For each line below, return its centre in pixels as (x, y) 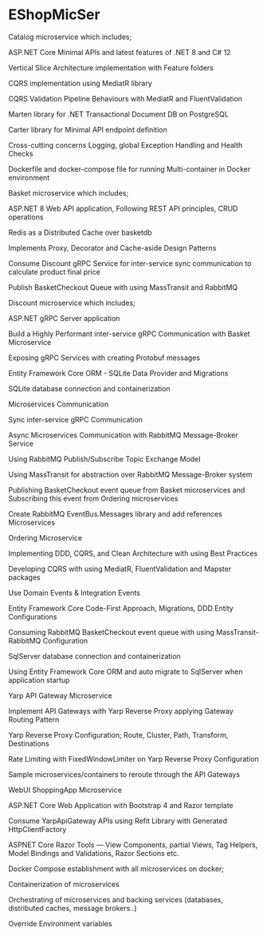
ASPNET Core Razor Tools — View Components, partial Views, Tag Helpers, (133, 845)
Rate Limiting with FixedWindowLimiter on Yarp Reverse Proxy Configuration (133, 759)
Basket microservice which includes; (69, 192)
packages (25, 577)
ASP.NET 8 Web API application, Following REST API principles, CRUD (123, 208)
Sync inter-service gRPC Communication (76, 419)
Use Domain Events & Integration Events (75, 592)
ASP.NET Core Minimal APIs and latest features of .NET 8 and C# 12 (120, 52)
